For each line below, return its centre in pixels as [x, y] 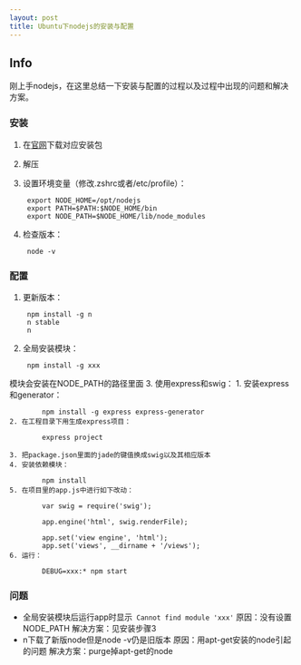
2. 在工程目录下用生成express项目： [70, 421]
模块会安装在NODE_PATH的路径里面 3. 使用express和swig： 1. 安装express [150, 383]
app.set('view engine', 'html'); [105, 538]
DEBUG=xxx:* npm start [85, 571]
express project [73, 437]
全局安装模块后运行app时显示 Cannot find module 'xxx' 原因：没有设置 [157, 617]
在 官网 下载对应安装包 [62, 144]
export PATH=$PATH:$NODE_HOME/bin [92, 208]
